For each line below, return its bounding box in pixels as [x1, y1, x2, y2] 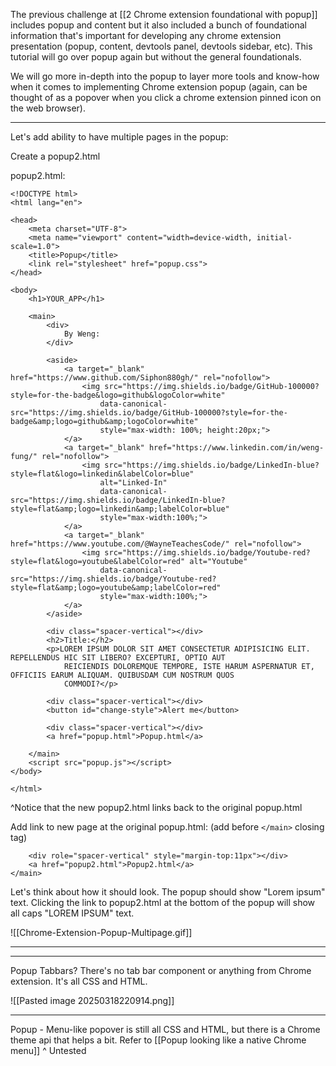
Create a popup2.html [10, 150, 101, 162]
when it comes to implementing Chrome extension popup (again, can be [10, 81, 308, 93]
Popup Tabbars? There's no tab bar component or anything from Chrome [10, 965, 312, 976]
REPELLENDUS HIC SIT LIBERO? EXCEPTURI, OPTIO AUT [10, 653, 226, 663]
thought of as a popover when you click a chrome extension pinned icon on [10, 92, 322, 103]
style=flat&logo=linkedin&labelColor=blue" [10, 469, 195, 479]
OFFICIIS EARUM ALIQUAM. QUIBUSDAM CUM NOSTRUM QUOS [10, 670, 235, 680]
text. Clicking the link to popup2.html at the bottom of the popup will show [10, 897, 316, 908]
